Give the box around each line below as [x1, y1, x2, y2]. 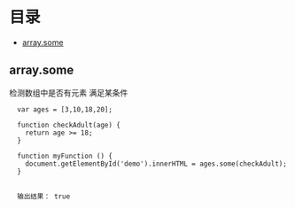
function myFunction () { [17, 151, 113, 160]
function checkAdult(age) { [17, 120, 121, 129]
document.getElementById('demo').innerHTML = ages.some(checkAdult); [25, 159, 288, 168]
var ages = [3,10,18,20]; [17, 104, 113, 114]
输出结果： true [17, 191, 71, 201]
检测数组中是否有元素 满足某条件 [9, 87, 128, 97]
